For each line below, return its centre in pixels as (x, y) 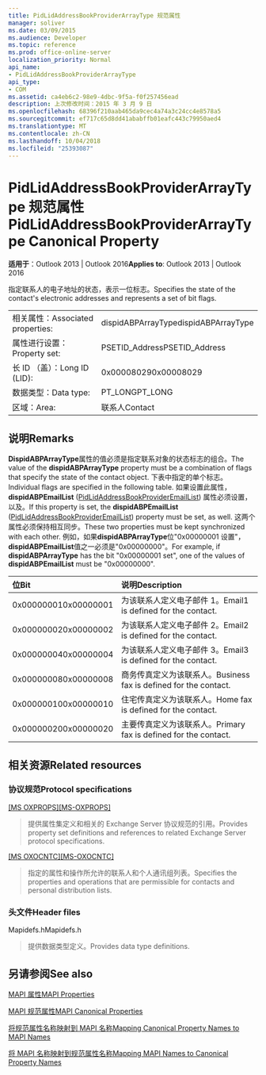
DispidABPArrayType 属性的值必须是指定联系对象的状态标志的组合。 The (126, 459)
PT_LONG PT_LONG (137, 392)
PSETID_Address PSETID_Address (163, 347)
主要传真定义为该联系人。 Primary (183, 724)
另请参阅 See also (51, 974)
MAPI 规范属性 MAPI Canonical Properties (76, 1011)
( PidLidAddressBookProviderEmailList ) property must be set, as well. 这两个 (132, 517)
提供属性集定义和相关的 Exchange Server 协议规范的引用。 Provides (137, 824)
